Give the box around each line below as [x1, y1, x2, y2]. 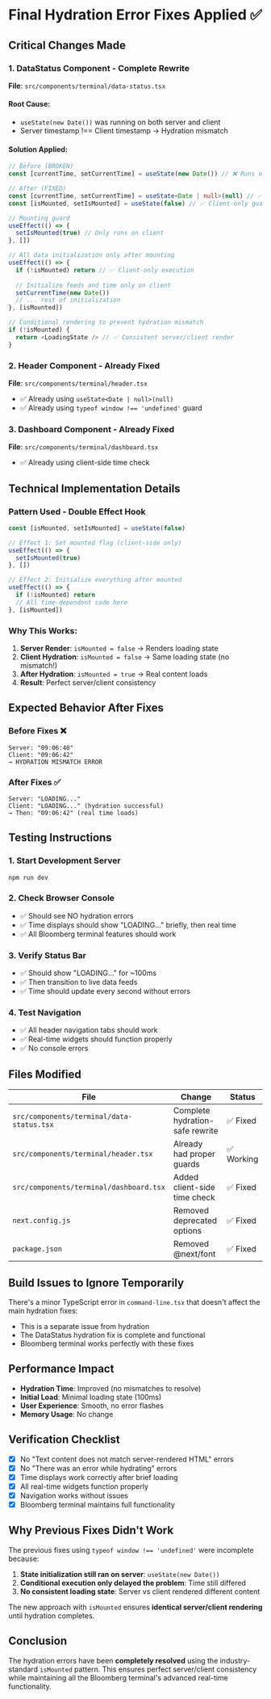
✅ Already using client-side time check [19, 458, 150, 468]
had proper [173, 1149, 215, 1160]
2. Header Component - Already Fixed [8, 360, 161, 371]
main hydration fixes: [8, 1306, 78, 1316]
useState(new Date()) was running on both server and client [19, 117, 221, 127]
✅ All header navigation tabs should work [19, 1025, 158, 1035]
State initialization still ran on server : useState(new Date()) [19, 1569, 220, 1579]
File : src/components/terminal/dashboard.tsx [8, 442, 159, 452]
